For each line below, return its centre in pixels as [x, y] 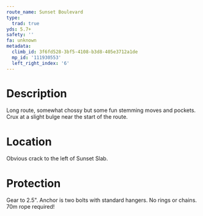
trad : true [26, 23]
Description [37, 93]
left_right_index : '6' [41, 63]
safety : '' [20, 35]
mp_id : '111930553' [37, 58]
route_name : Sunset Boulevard [45, 12]
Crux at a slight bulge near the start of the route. [67, 117]
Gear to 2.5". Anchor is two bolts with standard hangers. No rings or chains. [102, 200]
